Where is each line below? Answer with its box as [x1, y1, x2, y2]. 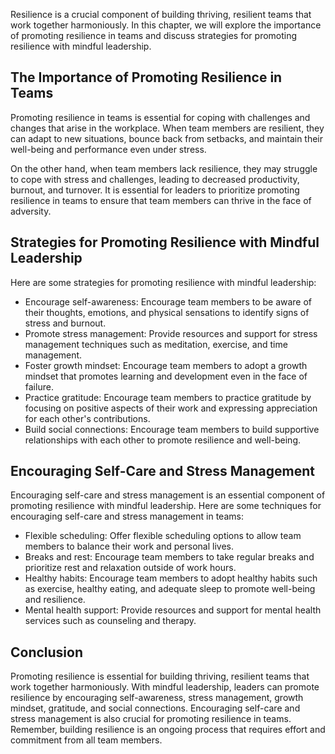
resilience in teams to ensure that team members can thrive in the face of [10, 194, 312, 206]
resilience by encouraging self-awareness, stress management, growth [10, 692, 304, 704]
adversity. [10, 205, 52, 217]
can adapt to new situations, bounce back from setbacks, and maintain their [10, 132, 324, 144]
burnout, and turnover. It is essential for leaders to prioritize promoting [10, 184, 300, 196]
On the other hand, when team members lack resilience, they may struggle [10, 162, 318, 174]
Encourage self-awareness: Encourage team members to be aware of [24, 295, 313, 308]
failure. [24, 380, 54, 393]
